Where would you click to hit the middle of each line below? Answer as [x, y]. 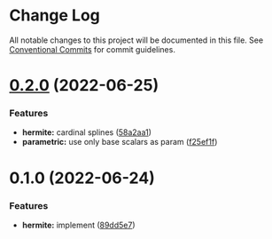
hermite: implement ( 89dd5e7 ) [78, 225]
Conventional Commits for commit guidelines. [92, 49]
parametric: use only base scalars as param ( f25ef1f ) [120, 142]
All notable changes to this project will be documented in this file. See [136, 40]
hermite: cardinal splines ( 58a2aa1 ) [87, 132]
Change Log [54, 16]
